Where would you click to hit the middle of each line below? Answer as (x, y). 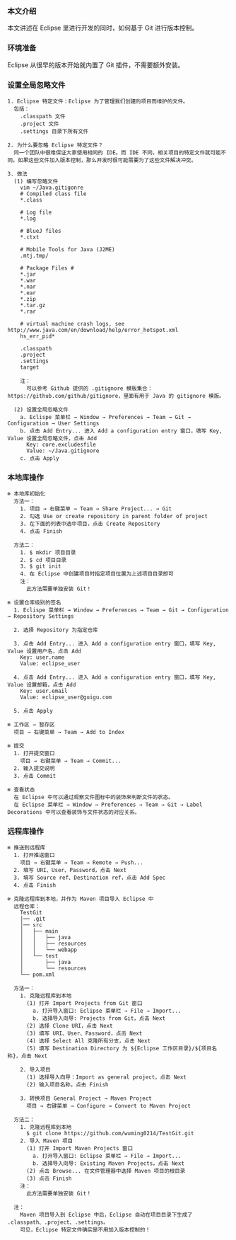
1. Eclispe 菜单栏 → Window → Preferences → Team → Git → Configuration (122, 610)
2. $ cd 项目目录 (43, 561)
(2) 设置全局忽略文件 (41, 409)
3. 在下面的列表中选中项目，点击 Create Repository (90, 524)
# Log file (36, 212)
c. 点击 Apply (40, 458)
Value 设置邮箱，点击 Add (42, 685)
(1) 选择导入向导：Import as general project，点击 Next (106, 1077)
